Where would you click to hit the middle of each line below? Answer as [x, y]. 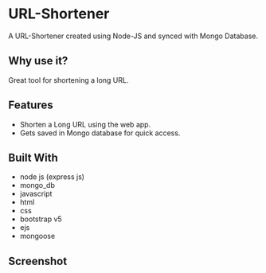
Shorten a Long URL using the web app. [85, 124]
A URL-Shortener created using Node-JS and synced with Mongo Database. [133, 36]
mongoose [37, 236]
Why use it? [38, 61]
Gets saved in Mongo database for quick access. [100, 133]
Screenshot [38, 261]
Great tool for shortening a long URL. [68, 80]
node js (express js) [52, 177]
